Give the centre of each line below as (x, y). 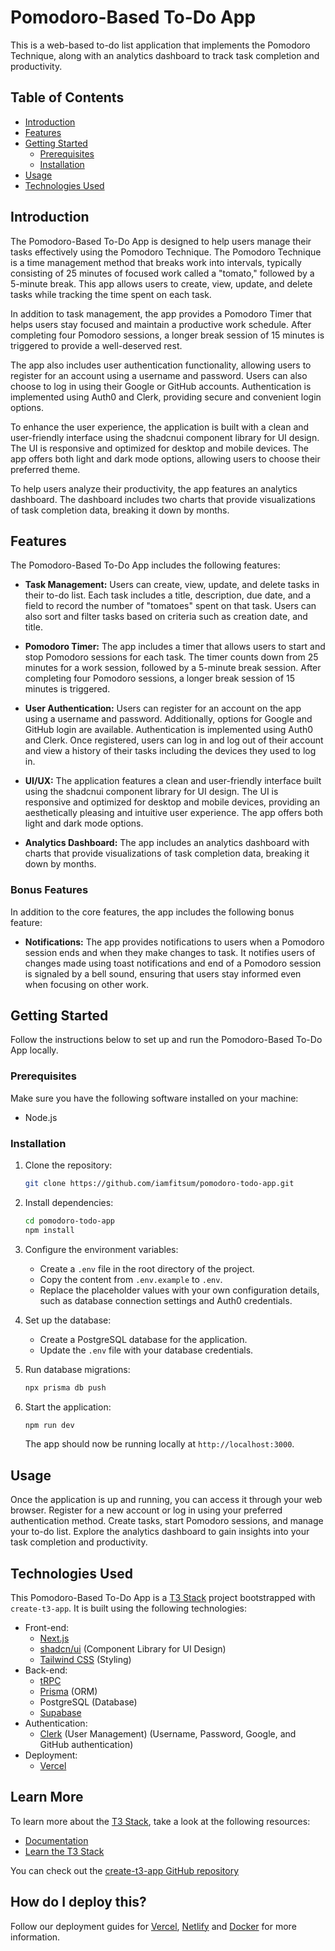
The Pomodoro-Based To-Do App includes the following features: (145, 565)
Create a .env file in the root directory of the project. (147, 1268)
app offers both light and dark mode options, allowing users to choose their (165, 458)
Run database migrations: (77, 1369)
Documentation (56, 1840)
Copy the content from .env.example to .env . (131, 1279)
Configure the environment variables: (101, 1249)
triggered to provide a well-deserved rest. (96, 345)
